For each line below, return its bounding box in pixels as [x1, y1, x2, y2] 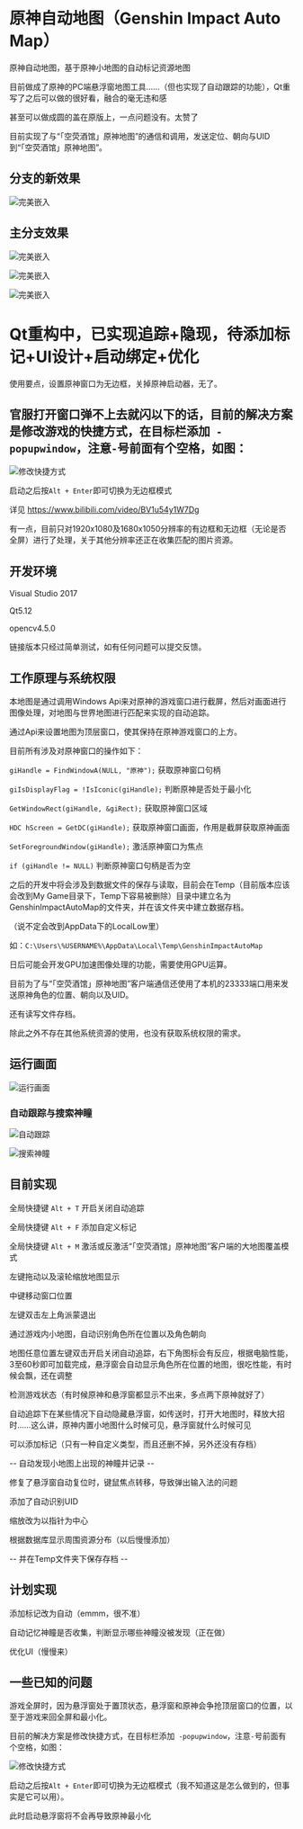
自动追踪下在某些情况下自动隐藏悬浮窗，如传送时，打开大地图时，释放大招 [9, 1408, 285, 1419]
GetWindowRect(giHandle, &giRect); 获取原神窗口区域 [9, 802, 209, 813]
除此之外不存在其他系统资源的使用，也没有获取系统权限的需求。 [9, 1027, 245, 1038]
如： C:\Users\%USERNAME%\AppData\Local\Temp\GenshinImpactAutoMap [9, 939, 263, 950]
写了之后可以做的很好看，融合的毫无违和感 [9, 92, 167, 103]
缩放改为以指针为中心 [9, 1515, 88, 1526]
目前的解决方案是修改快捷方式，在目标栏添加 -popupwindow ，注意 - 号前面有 [9, 1731, 287, 1742]
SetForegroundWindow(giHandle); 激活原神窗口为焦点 [9, 840, 204, 851]
